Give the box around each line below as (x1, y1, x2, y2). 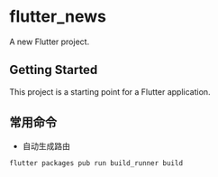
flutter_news (9, 6, 106, 27)
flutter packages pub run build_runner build (9, 158, 183, 168)
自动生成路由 (22, 140, 70, 151)
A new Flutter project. (9, 36, 90, 47)
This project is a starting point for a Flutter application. (9, 86, 211, 97)
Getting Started (9, 62, 98, 78)
